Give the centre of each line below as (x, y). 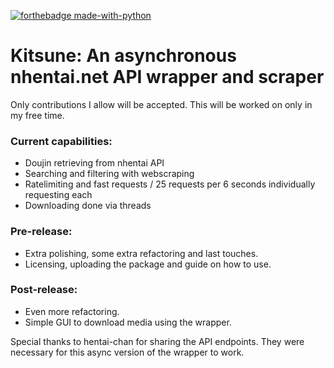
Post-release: (44, 290)
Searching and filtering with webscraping (109, 174)
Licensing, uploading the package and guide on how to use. (148, 264)
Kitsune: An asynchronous (123, 56)
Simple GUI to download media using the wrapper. (128, 322)
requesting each (58, 195)
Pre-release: (41, 232)
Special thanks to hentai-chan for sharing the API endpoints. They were (157, 341)
